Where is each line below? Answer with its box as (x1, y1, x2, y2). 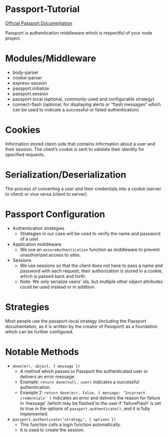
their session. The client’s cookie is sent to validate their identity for (5, 146, 144, 152)
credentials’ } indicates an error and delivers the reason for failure (20, 395, 160, 401)
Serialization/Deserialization (5, 169, 126, 180)
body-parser (12, 69, 39, 75)
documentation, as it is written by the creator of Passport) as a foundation (5, 323, 158, 329)
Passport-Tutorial (5, 4, 80, 15)
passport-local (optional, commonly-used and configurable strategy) (12, 96, 154, 102)
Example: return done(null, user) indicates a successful (20, 379, 139, 385)
